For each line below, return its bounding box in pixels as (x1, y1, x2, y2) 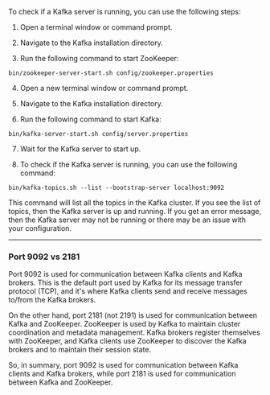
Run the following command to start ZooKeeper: (19, 54, 179, 63)
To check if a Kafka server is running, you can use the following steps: (8, 7, 241, 16)
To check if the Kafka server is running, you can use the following (19, 160, 238, 169)
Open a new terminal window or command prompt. (19, 84, 189, 93)
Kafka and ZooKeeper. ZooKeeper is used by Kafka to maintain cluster (8, 319, 241, 329)
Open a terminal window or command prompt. (19, 23, 173, 31)
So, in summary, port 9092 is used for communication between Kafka (8, 360, 239, 370)
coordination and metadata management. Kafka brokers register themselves (8, 327, 261, 337)
